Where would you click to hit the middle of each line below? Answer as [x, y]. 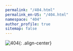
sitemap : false [21, 29]
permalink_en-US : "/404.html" [37, 15]
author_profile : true [28, 24]
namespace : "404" [23, 19]
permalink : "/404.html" [30, 10]
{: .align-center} [35, 43]
